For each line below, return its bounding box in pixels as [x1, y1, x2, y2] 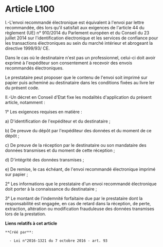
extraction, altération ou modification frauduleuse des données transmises [5, 206, 155, 212]
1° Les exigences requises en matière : [5, 108, 82, 115]
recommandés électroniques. [5, 65, 64, 71]
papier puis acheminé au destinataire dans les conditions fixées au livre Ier [5, 79, 155, 86]
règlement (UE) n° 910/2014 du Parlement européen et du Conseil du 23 [5, 30, 149, 35]
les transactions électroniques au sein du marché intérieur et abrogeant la [5, 40, 153, 46]
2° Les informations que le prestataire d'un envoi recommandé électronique [5, 181, 157, 187]
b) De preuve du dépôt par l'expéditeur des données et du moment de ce [5, 127, 152, 133]
